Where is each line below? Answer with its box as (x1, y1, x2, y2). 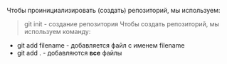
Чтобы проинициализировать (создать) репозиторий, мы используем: (6, 6, 221, 14)
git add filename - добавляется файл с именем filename (16, 41, 185, 49)
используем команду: (23, 28, 91, 36)
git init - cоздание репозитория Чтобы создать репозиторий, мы (23, 20, 220, 28)
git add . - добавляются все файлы (16, 49, 122, 57)
